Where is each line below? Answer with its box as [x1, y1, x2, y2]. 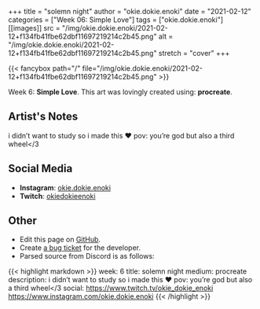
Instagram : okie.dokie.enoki [19, 182, 112, 192]
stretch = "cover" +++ [158, 49, 230, 57]
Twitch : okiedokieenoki [19, 191, 96, 200]
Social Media [8, 162, 73, 175]
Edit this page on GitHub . [19, 235, 101, 245]
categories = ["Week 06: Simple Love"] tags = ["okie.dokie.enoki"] [8, 15, 224, 24]
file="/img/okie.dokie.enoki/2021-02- [82, 64, 203, 73]
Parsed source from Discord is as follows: [19, 252, 155, 261]
